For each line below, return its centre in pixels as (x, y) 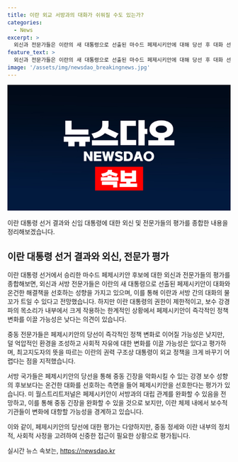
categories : (25, 22)
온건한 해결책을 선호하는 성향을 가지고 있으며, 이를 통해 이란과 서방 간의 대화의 (115, 293)
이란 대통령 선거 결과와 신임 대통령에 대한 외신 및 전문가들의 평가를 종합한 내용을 (118, 223)
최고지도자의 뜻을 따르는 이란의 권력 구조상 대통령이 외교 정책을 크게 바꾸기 (120, 353)
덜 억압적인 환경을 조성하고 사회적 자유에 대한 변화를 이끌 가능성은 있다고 (107, 343)
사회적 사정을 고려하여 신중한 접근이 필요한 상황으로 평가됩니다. (104, 436)
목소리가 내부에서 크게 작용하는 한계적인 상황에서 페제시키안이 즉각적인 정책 (124, 311)
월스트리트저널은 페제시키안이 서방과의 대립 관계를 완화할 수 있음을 (127, 394)
